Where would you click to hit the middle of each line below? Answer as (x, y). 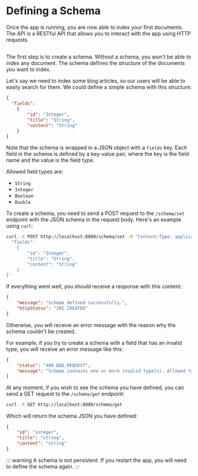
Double (23, 203)
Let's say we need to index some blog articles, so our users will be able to (96, 81)
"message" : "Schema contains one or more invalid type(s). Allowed (101, 371)
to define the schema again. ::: (43, 466)
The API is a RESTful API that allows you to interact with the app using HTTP (99, 33)
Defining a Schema (54, 11)
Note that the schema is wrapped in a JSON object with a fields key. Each (97, 148)
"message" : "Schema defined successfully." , (72, 303)
